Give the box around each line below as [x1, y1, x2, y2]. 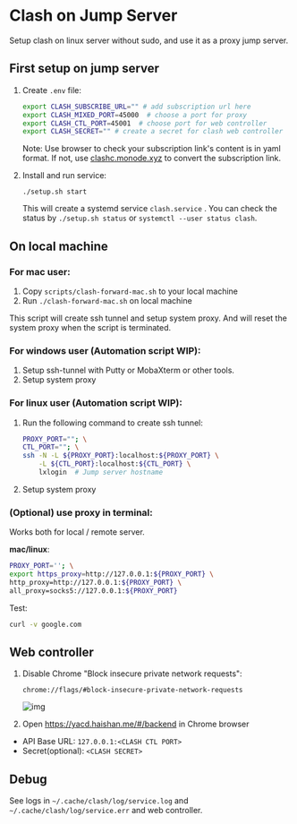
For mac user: [9, 265, 71, 278]
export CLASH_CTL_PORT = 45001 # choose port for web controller [21, 118, 267, 128]
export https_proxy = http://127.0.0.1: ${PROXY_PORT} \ [9, 570, 215, 579]
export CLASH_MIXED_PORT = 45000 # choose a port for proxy [21, 110, 248, 119]
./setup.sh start [21, 187, 88, 197]
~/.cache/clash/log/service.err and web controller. [9, 805, 203, 816]
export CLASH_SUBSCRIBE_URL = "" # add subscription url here [21, 102, 251, 111]
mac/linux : [9, 544, 50, 555]
